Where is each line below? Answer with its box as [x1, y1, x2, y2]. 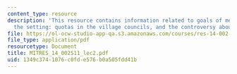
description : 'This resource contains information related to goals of [7, 17, 222, 24]
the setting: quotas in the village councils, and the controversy [13, 23, 217, 30]
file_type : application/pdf [7, 37, 90, 44]
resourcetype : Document [7, 43, 78, 50]
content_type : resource [7, 10, 78, 18]
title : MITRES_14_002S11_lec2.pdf [7, 50, 109, 57]
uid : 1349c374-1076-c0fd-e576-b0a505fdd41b [7, 56, 138, 63]
